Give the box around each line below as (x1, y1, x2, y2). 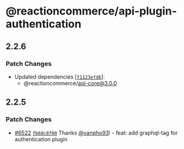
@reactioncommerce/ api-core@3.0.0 (23, 79, 117, 87)
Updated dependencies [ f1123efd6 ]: (14, 73, 105, 80)
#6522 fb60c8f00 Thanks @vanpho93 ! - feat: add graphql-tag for (14, 129, 178, 136)
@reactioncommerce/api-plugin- (5, 4, 177, 18)
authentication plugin (14, 135, 68, 143)
